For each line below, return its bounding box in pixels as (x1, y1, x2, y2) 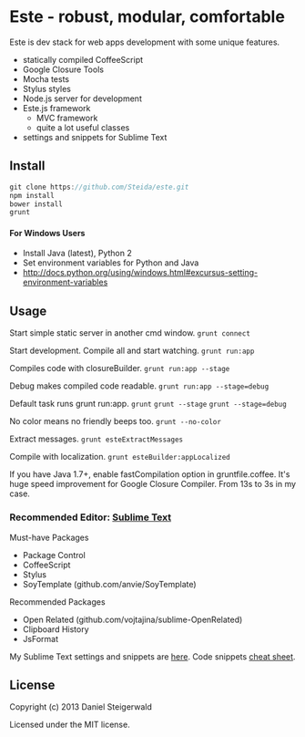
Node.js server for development (22, 93, 143, 104)
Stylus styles (22, 83, 71, 94)
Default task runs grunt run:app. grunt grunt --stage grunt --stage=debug (9, 399, 287, 410)
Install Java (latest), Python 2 (22, 248, 132, 259)
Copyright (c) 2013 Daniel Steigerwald (9, 701, 152, 712)
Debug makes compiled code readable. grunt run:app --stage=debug (9, 380, 269, 391)
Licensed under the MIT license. (9, 719, 130, 731)
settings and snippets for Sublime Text (22, 131, 168, 142)
